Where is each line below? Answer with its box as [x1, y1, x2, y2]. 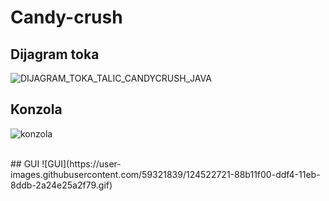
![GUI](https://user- [41, 157, 122, 170]
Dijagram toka [10, 46, 100, 63]
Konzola [10, 101, 63, 118]
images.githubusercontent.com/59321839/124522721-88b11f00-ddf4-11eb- [10, 168, 321, 180]
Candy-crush [10, 6, 123, 29]
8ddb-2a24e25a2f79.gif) [10, 179, 113, 191]
